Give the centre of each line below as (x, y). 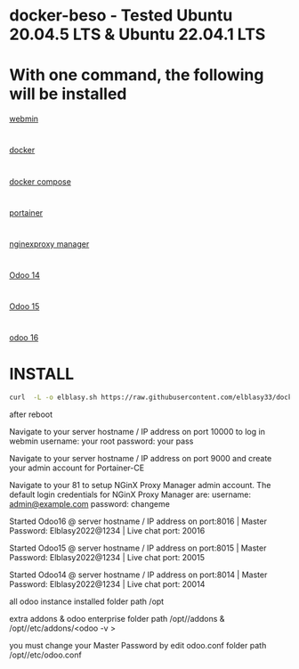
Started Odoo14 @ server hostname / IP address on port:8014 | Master (138, 575)
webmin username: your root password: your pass (101, 441)
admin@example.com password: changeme (90, 504)
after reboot (31, 414)
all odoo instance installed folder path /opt (87, 601)
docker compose (40, 181)
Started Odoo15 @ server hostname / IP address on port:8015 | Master (138, 548)
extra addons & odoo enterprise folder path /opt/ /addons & (117, 619)
